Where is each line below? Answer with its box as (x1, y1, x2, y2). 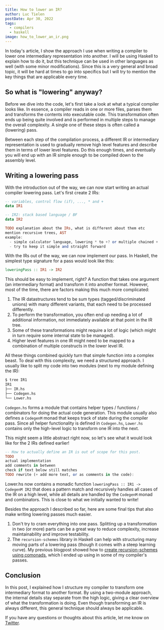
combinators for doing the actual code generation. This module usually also (5, 409, 157, 416)
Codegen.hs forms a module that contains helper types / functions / (5, 405, 139, 410)
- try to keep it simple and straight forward (9, 244, 106, 249)
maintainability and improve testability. (12, 531, 90, 537)
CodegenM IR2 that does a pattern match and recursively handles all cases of (5, 486, 158, 492)
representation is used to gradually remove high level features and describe (5, 141, 157, 147)
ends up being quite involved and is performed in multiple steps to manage (5, 116, 156, 122)
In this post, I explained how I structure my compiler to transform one (5, 584, 144, 590)
